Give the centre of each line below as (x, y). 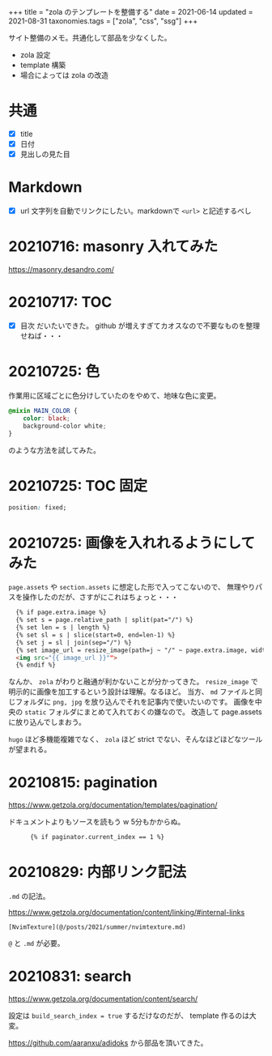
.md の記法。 (29, 896)
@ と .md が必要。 (36, 943)
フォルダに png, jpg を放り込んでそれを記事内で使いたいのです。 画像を (135, 702)
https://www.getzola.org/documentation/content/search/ (103, 999)
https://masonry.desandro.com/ (62, 270)
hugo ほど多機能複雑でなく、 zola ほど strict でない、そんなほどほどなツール (136, 739)
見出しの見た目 (45, 154)
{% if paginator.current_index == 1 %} (97, 837)
